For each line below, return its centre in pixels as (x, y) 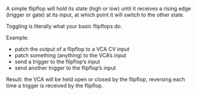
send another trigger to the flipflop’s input (65, 68)
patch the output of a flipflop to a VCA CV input (72, 49)
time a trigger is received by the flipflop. (55, 86)
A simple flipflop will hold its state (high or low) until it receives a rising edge (98, 9)
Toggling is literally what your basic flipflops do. (64, 26)
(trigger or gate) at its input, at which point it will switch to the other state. (95, 15)
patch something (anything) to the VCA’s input (70, 55)
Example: (17, 37)
